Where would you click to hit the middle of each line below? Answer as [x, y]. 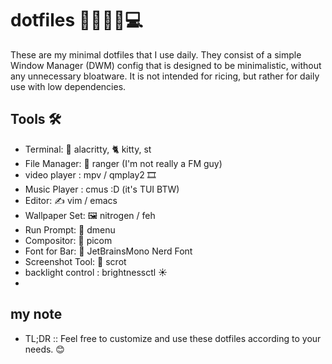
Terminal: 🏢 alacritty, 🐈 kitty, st [88, 149]
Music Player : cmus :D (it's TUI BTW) [102, 189]
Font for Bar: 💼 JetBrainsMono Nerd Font [108, 251]
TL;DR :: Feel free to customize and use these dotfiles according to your [173, 338]
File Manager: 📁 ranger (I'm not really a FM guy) [123, 163]
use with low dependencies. [68, 86]
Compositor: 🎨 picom [68, 240]
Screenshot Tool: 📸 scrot [75, 261]
